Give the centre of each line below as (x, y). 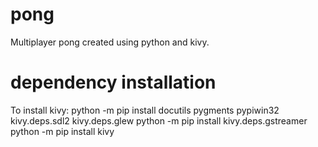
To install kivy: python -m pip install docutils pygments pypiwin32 (145, 110)
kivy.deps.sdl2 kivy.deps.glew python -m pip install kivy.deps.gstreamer (159, 120)
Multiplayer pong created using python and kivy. (110, 42)
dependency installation (113, 82)
